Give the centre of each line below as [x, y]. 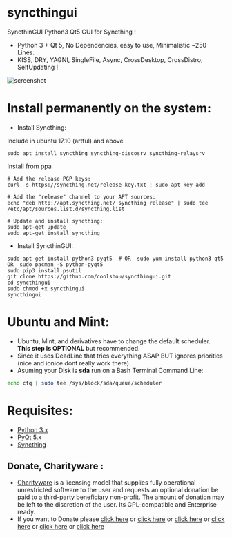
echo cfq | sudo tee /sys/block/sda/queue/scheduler [85, 383]
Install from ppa [29, 166]
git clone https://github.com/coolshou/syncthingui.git [89, 276]
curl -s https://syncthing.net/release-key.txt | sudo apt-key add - [109, 185]
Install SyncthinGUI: [45, 245]
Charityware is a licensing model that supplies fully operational [106, 483]
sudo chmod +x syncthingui [46, 288]
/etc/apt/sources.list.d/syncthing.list [66, 209]
